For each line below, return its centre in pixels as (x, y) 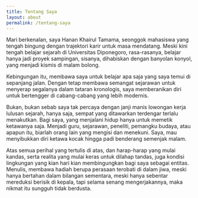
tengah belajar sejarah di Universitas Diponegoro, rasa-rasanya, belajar (94, 52)
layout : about (24, 17)
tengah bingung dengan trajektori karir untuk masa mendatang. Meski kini (97, 46)
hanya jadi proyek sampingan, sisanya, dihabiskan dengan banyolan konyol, (99, 59)
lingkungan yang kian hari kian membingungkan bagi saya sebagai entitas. (98, 163)
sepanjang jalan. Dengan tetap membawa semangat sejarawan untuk (91, 83)
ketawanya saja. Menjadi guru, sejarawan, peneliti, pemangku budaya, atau (98, 126)
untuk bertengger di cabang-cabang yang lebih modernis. (78, 95)
